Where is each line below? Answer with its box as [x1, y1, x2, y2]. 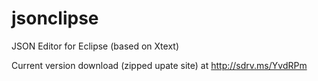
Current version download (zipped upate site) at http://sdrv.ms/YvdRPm [11, 59, 308, 71]
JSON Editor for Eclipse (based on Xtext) [11, 40, 180, 52]
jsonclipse [11, 7, 99, 30]
